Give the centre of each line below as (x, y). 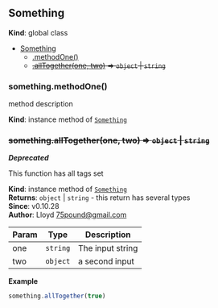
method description (41, 104)
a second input (106, 261)
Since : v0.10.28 (34, 206)
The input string (108, 248)
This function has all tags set (56, 173)
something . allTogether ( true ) (57, 296)
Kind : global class (38, 32)
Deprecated (29, 158)
